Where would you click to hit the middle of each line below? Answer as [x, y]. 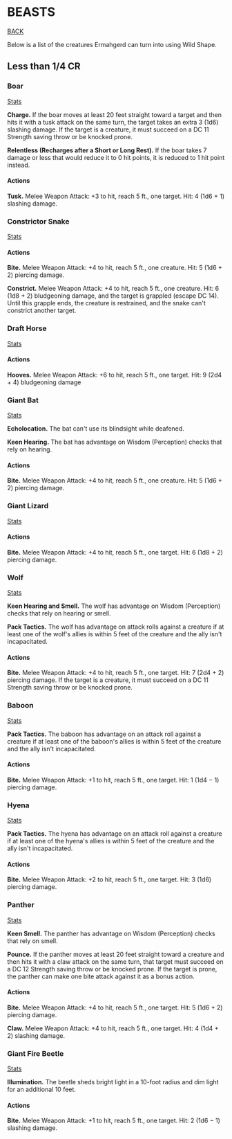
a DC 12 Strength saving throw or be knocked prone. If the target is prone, [112, 969]
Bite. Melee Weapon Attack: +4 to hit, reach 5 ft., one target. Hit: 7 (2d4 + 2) [116, 673]
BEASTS [31, 12]
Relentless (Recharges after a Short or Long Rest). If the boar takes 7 [107, 150]
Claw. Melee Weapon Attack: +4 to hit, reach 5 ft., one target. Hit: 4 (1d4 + [113, 1028]
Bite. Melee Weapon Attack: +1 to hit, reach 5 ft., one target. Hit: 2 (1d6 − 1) [114, 1121]
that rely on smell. [32, 941]
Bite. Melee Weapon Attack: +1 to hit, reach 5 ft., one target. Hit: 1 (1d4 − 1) [113, 780]
